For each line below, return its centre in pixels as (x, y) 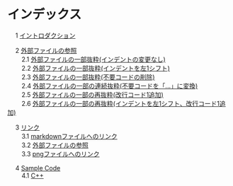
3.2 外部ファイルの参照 (55, 145)
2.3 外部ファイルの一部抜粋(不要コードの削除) (88, 77)
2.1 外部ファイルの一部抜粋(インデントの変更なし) (93, 59)
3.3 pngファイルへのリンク (60, 153)
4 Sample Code (38, 168)
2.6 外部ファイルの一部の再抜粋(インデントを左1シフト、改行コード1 (120, 103)
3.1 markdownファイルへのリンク (69, 136)
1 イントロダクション (45, 35)
